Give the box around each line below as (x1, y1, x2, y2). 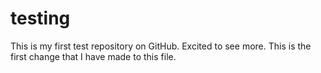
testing (10, 7, 71, 30)
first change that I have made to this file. (10, 50, 177, 62)
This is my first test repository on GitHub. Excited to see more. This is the (10, 40, 312, 52)
